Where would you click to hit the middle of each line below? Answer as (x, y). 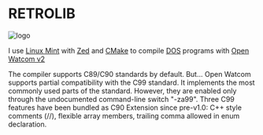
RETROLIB (42, 14)
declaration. (28, 124)
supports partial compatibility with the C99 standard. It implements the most (131, 82)
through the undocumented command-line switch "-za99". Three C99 (121, 99)
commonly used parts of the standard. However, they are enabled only (122, 90)
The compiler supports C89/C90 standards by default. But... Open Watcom (130, 74)
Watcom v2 (27, 59)
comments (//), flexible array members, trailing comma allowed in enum (124, 115)
